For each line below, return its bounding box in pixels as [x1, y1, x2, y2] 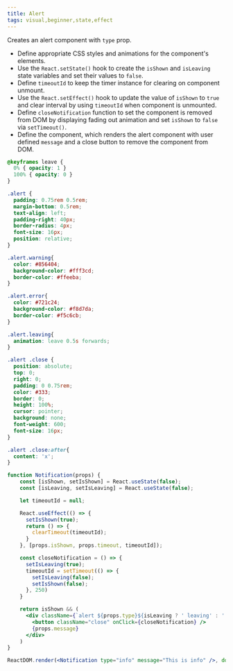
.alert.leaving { [7, 331, 54, 338]
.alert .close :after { [7, 446, 70, 453]
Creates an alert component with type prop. [7, 35, 132, 44]
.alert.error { [7, 293, 49, 300]
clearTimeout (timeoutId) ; [32, 529, 107, 536]
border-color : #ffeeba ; [13, 273, 82, 281]
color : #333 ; [13, 389, 51, 396]
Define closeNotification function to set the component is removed [17, 108, 213, 117]
